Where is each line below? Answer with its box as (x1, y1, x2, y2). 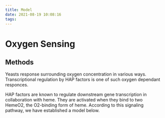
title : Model (5, 7, 32, 12)
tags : (5, 16, 16, 21)
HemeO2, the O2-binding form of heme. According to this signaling (5, 102, 144, 108)
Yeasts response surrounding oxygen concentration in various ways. (5, 71, 146, 77)
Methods (5, 58, 34, 66)
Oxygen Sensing (5, 38, 75, 49)
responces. (5, 82, 28, 88)
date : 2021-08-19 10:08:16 (5, 12, 61, 17)
